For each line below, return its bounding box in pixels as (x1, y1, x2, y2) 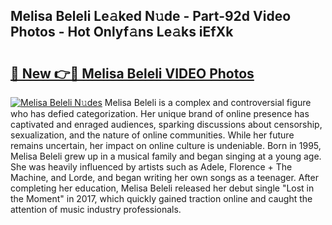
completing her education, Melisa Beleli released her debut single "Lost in (10, 182, 315, 194)
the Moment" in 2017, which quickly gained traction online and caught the (10, 193, 313, 204)
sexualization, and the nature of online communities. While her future (10, 129, 295, 141)
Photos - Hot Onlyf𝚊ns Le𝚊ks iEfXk (10, 24, 234, 41)
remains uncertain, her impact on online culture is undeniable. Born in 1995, (10, 140, 322, 151)
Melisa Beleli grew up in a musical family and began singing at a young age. (10, 150, 322, 162)
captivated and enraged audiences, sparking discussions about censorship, (10, 119, 323, 130)
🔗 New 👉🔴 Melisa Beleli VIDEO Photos (10, 65, 255, 82)
